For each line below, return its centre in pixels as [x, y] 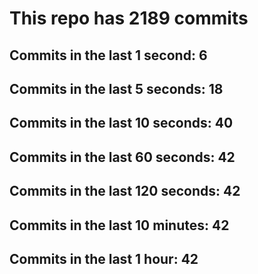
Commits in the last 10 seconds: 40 [121, 123]
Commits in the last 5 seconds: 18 [116, 88]
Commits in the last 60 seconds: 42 [122, 157]
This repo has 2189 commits [129, 18]
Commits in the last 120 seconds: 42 [125, 191]
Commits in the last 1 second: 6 [108, 55]
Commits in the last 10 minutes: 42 [119, 225]
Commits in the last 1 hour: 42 [104, 258]
